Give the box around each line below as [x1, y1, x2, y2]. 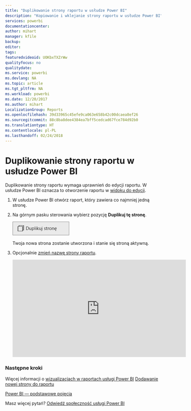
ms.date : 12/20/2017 [5, 96, 48, 101]
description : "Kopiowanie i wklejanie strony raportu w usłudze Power [5, 13, 154, 18]
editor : [5, 45, 21, 49]
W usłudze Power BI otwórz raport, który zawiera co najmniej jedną [12, 197, 150, 203]
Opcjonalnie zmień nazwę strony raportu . [12, 250, 96, 256]
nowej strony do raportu [5, 381, 54, 387]
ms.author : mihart [5, 102, 43, 107]
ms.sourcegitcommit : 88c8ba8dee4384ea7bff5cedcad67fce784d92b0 [5, 118, 139, 123]
